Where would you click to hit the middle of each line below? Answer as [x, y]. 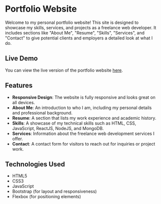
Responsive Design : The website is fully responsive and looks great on [84, 97]
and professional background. [42, 112]
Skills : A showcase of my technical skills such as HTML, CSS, [74, 123]
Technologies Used [35, 164]
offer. [18, 139]
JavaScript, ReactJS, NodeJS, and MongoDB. [58, 128]
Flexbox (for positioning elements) [47, 197]
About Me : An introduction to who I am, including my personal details [82, 108]
